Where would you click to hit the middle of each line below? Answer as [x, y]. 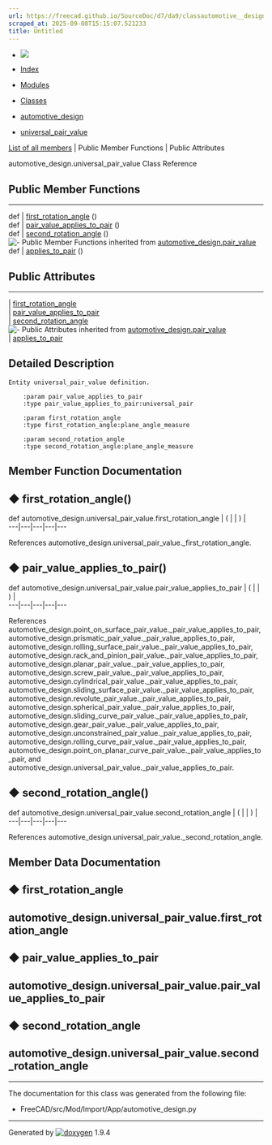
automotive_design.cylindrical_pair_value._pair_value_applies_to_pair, [123, 681]
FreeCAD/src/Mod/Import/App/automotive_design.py [108, 1108]
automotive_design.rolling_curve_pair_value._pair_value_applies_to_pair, [127, 741]
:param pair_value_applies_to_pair [83, 396]
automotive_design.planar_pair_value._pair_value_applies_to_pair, [117, 663]
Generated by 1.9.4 [59, 1132]
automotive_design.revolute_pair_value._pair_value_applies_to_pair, [120, 698]
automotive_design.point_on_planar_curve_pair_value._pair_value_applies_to [135, 750]
